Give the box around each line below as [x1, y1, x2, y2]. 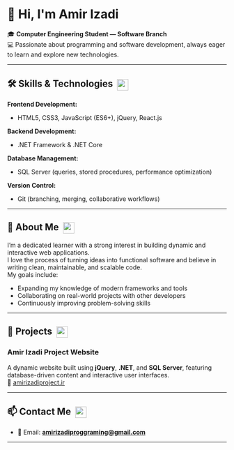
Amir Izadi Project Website [7, 347, 100, 357]
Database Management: [7, 153, 79, 163]
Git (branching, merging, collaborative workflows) [17, 195, 160, 203]
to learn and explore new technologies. [7, 50, 120, 59]
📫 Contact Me [7, 406, 72, 418]
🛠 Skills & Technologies [7, 78, 114, 90]
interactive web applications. [7, 248, 90, 257]
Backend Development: [7, 127, 77, 135]
